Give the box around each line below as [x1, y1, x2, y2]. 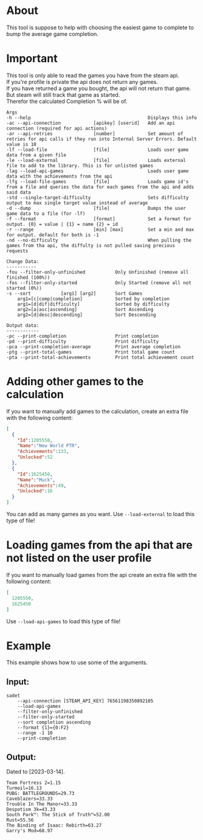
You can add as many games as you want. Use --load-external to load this [6, 511, 195, 518]
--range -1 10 [17, 730, 53, 737]
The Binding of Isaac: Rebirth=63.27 [6, 822, 102, 828]
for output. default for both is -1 [6, 232, 99, 238]
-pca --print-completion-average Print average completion [6, 343, 181, 350]
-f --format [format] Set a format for [6, 215, 191, 222]
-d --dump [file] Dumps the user [6, 205, 187, 211]
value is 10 [6, 141, 36, 147]
